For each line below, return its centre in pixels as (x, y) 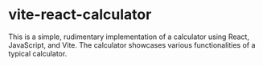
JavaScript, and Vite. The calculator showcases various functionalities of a (132, 45)
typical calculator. (38, 53)
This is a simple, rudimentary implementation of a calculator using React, (129, 37)
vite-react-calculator (80, 15)
